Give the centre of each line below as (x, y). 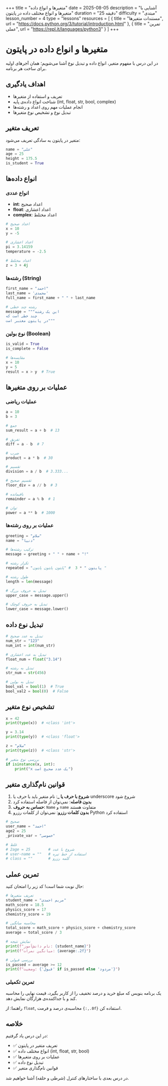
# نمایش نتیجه (18, 942)
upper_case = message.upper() (37, 595)
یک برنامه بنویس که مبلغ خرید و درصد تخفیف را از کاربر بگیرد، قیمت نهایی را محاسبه (83, 993)
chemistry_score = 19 (28, 914)
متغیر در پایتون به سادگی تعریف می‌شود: (43, 140)
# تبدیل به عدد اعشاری (26, 655)
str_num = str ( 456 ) (26, 673)
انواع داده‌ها (21, 179)
